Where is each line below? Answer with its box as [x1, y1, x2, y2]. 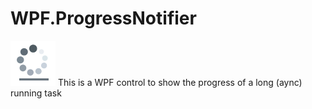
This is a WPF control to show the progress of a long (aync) [57, 76, 303, 88]
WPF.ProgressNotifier [10, 7, 197, 30]
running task [10, 87, 62, 99]
